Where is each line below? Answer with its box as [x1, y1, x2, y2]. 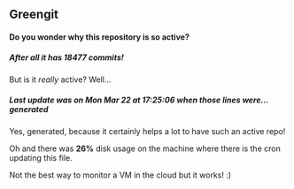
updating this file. [9, 152, 73, 163]
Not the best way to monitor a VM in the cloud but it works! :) [9, 170, 232, 180]
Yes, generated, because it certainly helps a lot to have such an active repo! [9, 125, 286, 136]
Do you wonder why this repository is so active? [9, 31, 190, 42]
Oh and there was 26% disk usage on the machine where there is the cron [9, 143, 281, 154]
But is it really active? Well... [9, 74, 112, 85]
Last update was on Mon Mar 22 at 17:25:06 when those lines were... [9, 94, 269, 105]
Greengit [9, 7, 59, 22]
